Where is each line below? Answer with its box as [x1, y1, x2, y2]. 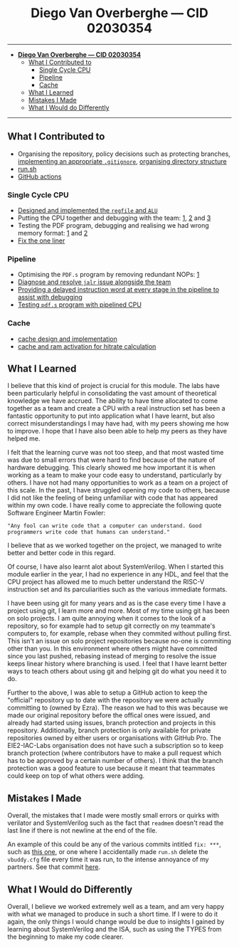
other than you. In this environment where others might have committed [7, 644, 218, 653]
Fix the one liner [17, 236, 65, 245]
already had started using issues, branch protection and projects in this [7, 719, 216, 727]
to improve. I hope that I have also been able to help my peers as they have [7, 427, 228, 436]
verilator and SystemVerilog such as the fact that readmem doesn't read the [7, 818, 224, 827]
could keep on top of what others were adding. [7, 771, 145, 780]
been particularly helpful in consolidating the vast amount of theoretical [7, 389, 217, 398]
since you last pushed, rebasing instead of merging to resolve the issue [7, 652, 217, 660]
